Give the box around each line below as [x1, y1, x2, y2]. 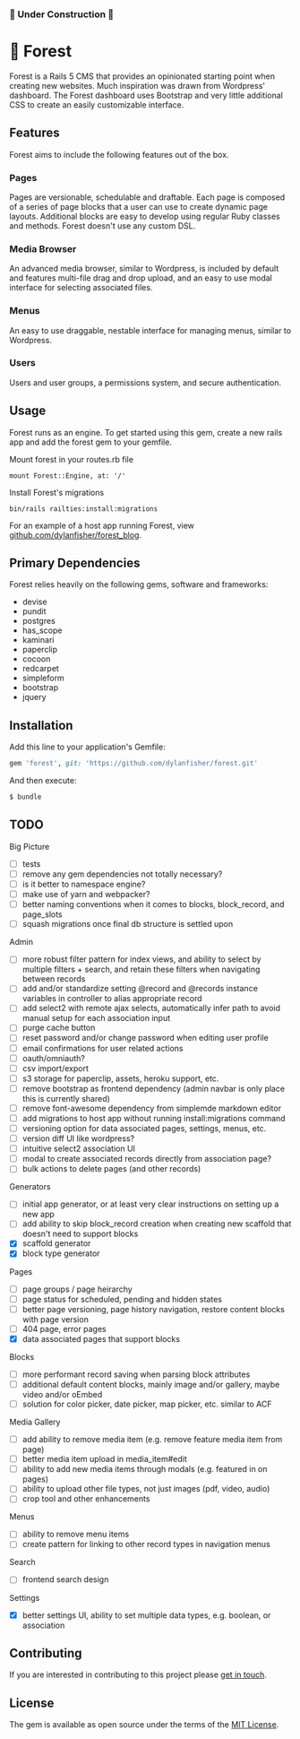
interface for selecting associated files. [9, 282, 153, 293]
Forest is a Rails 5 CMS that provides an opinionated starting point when [9, 71, 276, 82]
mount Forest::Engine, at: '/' [9, 471, 126, 480]
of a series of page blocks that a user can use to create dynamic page [9, 201, 269, 212]
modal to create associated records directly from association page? [21, 1154, 271, 1164]
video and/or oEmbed [21, 1389, 103, 1399]
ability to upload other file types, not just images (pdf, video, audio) [21, 1484, 270, 1494]
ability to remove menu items [21, 1528, 130, 1540]
